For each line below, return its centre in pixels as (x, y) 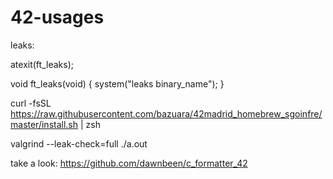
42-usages (57, 17)
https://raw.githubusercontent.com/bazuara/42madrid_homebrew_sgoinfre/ (166, 113)
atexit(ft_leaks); (42, 64)
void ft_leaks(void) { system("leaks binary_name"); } (117, 83)
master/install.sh (44, 124)
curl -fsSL (31, 103)
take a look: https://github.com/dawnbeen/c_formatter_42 (129, 163)
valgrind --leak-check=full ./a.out (79, 143)
